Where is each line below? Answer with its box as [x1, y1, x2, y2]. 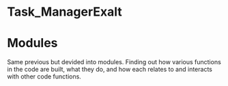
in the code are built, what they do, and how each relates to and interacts [7, 66, 213, 74]
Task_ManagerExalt [7, 4, 123, 20]
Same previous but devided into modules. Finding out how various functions [7, 58, 222, 66]
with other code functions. [7, 72, 82, 81]
